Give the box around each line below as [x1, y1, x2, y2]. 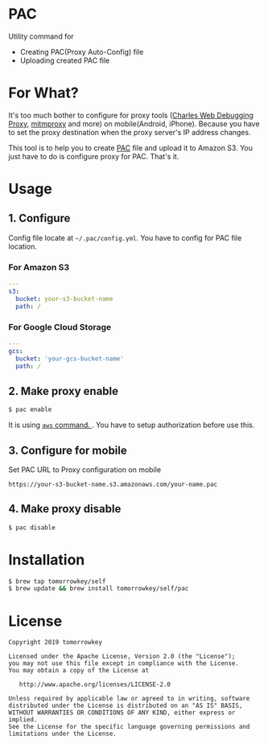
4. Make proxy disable [8, 502, 122, 516]
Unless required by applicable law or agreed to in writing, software [8, 695, 250, 703]
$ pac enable [8, 405, 52, 414]
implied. [8, 716, 38, 724]
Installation [8, 550, 85, 569]
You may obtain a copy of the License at [8, 667, 150, 675]
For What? [8, 84, 79, 102]
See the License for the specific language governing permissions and [8, 723, 250, 731]
